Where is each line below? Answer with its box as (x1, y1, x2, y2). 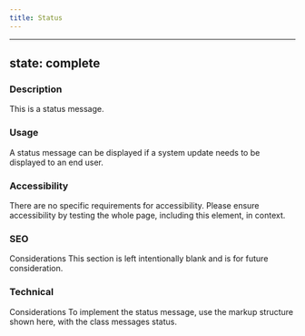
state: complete (9, 56, 101, 71)
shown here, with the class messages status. (9, 316, 177, 327)
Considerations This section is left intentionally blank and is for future (9, 253, 269, 264)
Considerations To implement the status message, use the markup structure (9, 306, 293, 317)
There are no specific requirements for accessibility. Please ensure (9, 199, 261, 210)
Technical (9, 286, 54, 299)
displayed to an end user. (9, 157, 104, 168)
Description (9, 83, 63, 96)
